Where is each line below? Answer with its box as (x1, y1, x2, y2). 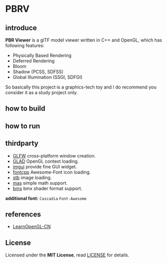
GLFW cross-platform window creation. (12, 152, 96, 159)
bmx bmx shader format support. (12, 185, 83, 191)
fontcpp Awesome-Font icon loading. (12, 169, 91, 175)
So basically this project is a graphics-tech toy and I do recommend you (5, 84, 157, 90)
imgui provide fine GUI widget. (12, 163, 77, 169)
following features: (5, 42, 45, 49)
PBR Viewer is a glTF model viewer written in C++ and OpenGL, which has (5, 37, 162, 43)
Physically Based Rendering (12, 52, 71, 58)
